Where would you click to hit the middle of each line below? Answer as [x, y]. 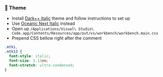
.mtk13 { [13, 52]
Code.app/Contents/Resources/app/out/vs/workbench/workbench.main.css [85, 34]
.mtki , [11, 47]
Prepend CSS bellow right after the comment [57, 38]
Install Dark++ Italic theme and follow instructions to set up [71, 19]
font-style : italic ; [30, 56]
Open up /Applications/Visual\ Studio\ [52, 29]
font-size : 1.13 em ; [29, 60]
